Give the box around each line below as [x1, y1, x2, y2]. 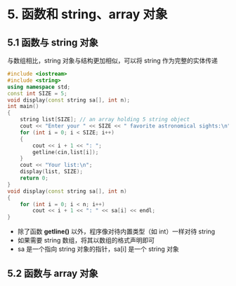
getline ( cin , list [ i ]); [32, 149, 99, 156]
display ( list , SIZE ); [20, 168, 83, 175]
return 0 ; [20, 175, 49, 182]
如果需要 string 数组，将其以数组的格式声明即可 [17, 236, 155, 245]
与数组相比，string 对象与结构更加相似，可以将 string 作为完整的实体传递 [7, 57, 218, 64]
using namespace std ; [7, 83, 71, 90]
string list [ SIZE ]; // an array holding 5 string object [20, 116, 190, 123]
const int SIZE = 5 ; [7, 90, 68, 97]
